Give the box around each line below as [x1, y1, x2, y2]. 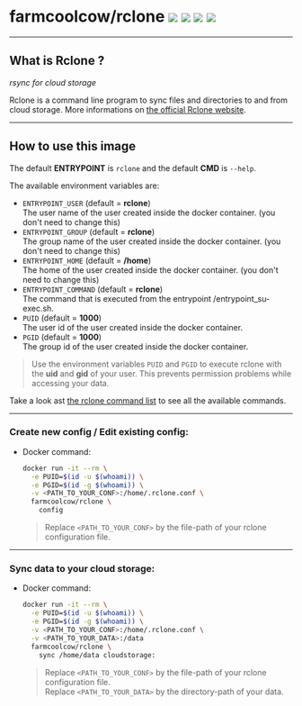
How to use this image [9, 139, 137, 154]
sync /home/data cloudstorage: [39, 650, 156, 659]
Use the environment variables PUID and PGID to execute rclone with [31, 358, 282, 369]
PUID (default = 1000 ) [22, 312, 102, 323]
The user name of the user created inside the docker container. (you [22, 207, 276, 218]
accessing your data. [31, 377, 110, 388]
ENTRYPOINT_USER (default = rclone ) [22, 197, 151, 208]
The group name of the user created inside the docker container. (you [22, 236, 281, 247]
